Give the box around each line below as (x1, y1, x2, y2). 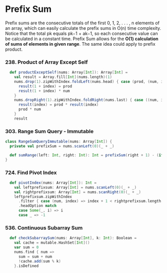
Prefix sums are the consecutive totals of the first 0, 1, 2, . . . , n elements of (5, 20, 160, 26)
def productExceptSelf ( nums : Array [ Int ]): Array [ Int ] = (9, 70, 128, 75)
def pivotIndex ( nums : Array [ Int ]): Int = (9, 180, 97, 185)
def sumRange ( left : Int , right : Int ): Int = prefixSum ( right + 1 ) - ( (9, 152, 159, 157)
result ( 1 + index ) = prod (18, 83, 72, 89)
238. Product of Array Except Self (5, 59, 88, 66)
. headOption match (18, 204, 57, 208)
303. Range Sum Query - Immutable (5, 128, 94, 135)
